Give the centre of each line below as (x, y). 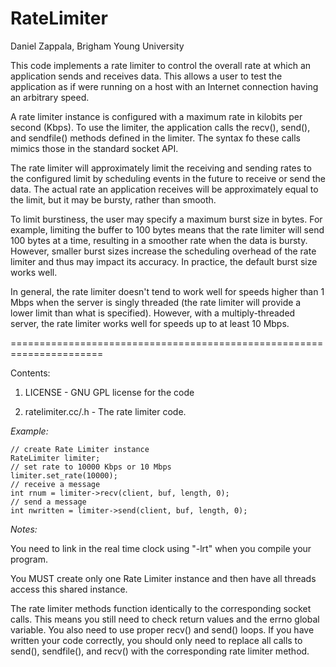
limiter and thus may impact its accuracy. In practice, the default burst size (164, 261)
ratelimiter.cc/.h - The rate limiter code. (105, 411)
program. (29, 559)
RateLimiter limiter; (55, 458)
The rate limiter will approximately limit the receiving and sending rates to (161, 168)
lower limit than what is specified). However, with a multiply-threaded (153, 313)
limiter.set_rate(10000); (64, 475)
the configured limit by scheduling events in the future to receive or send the (168, 178)
